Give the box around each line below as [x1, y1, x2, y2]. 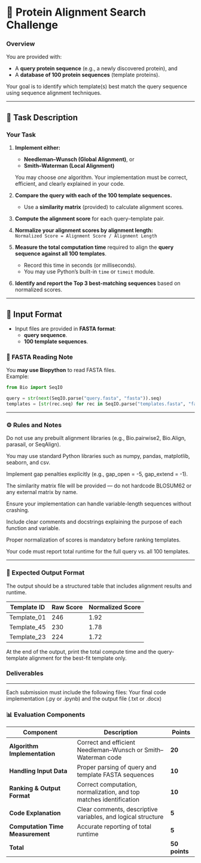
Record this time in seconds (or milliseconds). [23, 261, 136, 269]
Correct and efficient [77, 739, 136, 747]
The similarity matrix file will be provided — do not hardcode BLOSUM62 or [6, 482, 192, 489]
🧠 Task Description [6, 112, 78, 123]
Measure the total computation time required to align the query [14, 243, 174, 251]
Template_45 [9, 623, 46, 631]
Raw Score [51, 603, 83, 611]
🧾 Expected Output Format [6, 569, 85, 577]
